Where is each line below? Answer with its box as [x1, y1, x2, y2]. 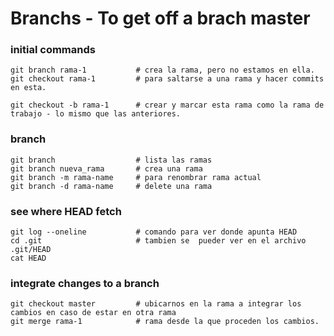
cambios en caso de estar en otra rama [10, 308, 177, 318]
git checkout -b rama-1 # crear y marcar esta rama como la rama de [10, 100, 325, 111]
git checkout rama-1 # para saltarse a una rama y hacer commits [10, 74, 325, 84]
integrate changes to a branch [10, 277, 160, 290]
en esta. [10, 83, 47, 93]
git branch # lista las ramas [10, 155, 213, 165]
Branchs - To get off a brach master [10, 7, 311, 30]
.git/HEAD [10, 245, 52, 255]
